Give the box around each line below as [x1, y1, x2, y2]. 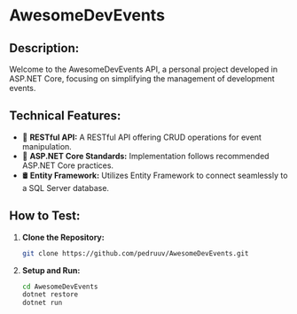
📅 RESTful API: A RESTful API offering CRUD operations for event [21, 132, 262, 142]
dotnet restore [21, 290, 79, 299]
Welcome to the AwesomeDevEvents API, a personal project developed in [9, 64, 277, 74]
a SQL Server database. [21, 182, 109, 193]
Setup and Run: [21, 264, 81, 275]
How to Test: [9, 209, 81, 224]
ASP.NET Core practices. [21, 160, 113, 171]
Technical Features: [9, 108, 121, 124]
